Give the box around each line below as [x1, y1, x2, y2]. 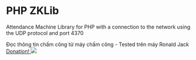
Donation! [6, 48, 30, 55]
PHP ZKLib [6, 4, 59, 17]
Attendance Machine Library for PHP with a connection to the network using [6, 23, 191, 30]
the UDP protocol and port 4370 [6, 29, 84, 36]
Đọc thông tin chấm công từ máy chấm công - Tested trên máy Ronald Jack [6, 41, 190, 48]
